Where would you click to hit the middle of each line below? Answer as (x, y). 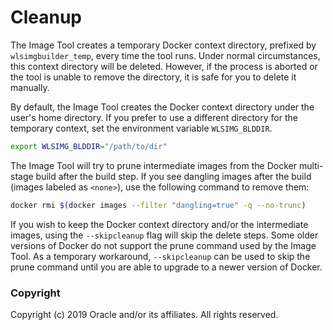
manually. (30, 87)
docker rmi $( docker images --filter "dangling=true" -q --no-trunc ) (158, 205)
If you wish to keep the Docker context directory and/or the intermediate (159, 224)
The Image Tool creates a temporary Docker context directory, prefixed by (163, 45)
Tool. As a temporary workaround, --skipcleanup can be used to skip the (160, 256)
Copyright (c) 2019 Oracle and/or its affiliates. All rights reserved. (144, 314)
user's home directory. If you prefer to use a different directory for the (154, 117)
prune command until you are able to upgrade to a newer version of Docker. (166, 267)
